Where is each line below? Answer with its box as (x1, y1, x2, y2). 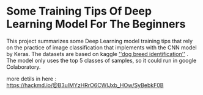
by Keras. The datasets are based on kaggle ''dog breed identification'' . (6, 50, 188, 57)
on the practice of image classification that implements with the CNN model (6, 44, 197, 51)
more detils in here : (6, 75, 57, 82)
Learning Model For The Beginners (6, 17, 186, 31)
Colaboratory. (6, 63, 41, 71)
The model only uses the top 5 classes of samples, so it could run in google (6, 57, 197, 64)
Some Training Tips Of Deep (6, 4, 152, 18)
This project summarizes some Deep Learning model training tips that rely (6, 37, 193, 44)
